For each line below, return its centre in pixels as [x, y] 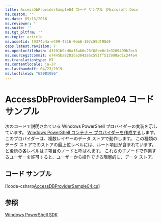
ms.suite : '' [18, 28]
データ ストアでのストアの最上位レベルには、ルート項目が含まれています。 [81, 144]
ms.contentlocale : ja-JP [30, 64]
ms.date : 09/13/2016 [26, 19]
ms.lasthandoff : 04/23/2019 [34, 69]
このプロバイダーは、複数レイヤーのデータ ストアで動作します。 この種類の [81, 139]
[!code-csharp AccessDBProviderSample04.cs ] [53, 186]
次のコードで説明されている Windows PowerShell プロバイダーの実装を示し [81, 126]
